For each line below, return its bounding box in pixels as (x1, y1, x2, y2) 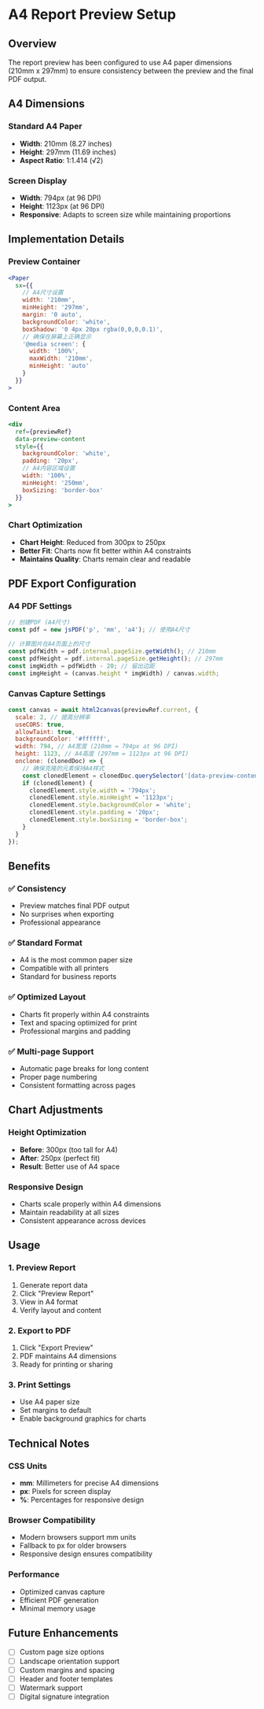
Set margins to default (19, 1406, 92, 1415)
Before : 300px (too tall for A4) (19, 1144, 118, 1155)
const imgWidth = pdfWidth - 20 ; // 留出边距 (8, 662, 156, 670)
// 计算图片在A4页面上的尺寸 (8, 640, 90, 648)
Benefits (8, 859, 51, 873)
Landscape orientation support (19, 1656, 120, 1666)
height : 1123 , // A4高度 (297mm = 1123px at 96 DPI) (15, 750, 189, 758)
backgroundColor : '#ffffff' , (15, 735, 111, 743)
